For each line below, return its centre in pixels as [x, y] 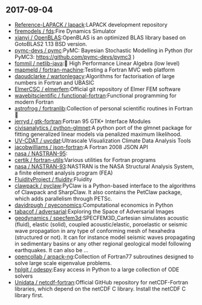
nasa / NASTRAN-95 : [41, 153]
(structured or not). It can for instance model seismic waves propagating [105, 237]
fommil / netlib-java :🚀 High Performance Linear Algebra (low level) [97, 63]
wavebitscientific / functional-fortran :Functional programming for [95, 95]
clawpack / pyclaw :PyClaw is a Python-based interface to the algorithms [105, 186]
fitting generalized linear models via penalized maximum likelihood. [98, 134]
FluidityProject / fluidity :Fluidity [53, 179]
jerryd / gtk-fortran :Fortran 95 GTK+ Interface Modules [83, 121]
